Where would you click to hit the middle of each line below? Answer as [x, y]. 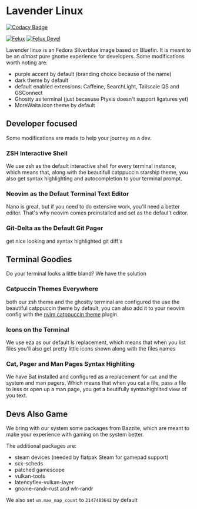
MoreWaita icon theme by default [55, 105]
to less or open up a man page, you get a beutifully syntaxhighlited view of [96, 389]
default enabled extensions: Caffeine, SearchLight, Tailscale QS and [97, 86]
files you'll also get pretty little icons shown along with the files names [91, 349]
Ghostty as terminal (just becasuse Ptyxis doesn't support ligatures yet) [101, 99]
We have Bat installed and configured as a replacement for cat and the [92, 377]
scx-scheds [29, 464]
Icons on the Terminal [38, 329]
